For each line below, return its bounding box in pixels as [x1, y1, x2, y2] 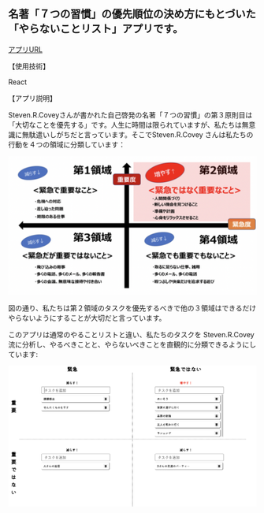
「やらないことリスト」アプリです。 [8, 22, 184, 35]
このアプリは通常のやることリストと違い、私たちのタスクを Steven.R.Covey [8, 330, 255, 340]
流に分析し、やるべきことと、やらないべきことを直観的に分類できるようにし [8, 340, 257, 349]
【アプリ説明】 [8, 93, 57, 102]
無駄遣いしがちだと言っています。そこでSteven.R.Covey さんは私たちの [21, 129, 254, 139]
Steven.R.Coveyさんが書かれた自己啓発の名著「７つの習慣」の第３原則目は [8, 110, 253, 120]
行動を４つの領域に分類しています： [8, 139, 126, 149]
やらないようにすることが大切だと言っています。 [8, 314, 166, 323]
